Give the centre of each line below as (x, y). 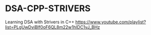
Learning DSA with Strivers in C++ (40, 22)
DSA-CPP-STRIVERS (48, 9)
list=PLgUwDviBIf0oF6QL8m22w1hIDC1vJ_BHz (53, 27)
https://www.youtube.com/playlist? (111, 22)
